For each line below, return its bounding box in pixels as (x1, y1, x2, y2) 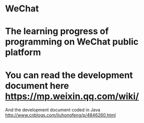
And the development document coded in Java (5, 107, 101, 113)
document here (5, 80, 69, 91)
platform (5, 47, 41, 58)
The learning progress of (5, 26, 109, 37)
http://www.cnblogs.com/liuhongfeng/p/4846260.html (5, 112, 116, 118)
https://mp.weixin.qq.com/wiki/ (5, 90, 139, 102)
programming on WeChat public (5, 36, 139, 48)
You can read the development (5, 69, 133, 81)
